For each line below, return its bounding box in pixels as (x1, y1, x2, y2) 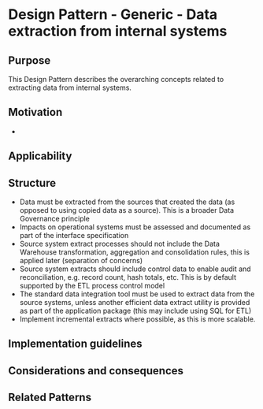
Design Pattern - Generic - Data (8, 6, 218, 24)
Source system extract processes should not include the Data (19, 239, 220, 249)
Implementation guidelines (8, 337, 143, 351)
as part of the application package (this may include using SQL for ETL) (19, 306, 252, 316)
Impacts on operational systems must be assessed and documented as (19, 222, 251, 232)
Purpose (8, 54, 51, 67)
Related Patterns (8, 391, 92, 404)
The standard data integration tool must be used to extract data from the (19, 289, 255, 299)
